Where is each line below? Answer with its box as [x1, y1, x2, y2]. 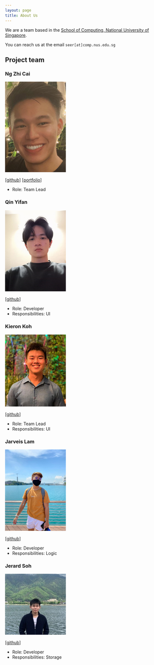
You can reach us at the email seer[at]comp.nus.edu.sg [5, 41, 116, 47]
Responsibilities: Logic [12, 550, 57, 556]
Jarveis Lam [5, 438, 35, 445]
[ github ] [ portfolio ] [5, 177, 42, 183]
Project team [5, 56, 45, 64]
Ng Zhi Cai [5, 70, 31, 77]
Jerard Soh [5, 562, 32, 569]
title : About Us [5, 13, 38, 18]
